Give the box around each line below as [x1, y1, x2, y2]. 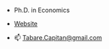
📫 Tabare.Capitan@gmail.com [13, 34, 103, 41]
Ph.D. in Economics [13, 6, 70, 14]
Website [13, 20, 38, 27]
